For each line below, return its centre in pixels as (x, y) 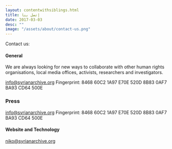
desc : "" (15, 24)
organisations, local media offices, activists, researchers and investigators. (84, 72)
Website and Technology (33, 129)
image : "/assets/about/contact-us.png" (48, 29)
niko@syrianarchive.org (30, 141)
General (14, 55)
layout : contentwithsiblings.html (42, 10)
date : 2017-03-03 (24, 20)
